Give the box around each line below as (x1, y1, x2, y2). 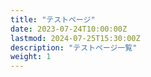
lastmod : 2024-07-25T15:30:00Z (10, 33, 141, 43)
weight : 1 (10, 52, 52, 62)
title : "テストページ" (10, 14, 96, 25)
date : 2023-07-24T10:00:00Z (10, 24, 128, 34)
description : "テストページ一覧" (10, 42, 138, 53)
